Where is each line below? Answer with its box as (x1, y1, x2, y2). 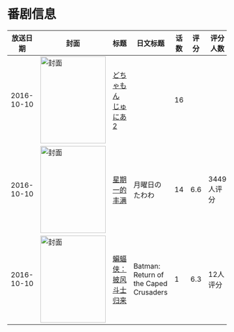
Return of (133, 269, 164, 279)
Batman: (133, 261, 161, 271)
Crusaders (133, 287, 169, 297)
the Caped (133, 278, 168, 288)
